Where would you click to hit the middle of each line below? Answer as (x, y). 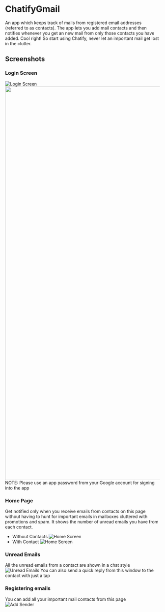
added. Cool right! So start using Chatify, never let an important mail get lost (82, 38)
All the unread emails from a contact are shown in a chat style (68, 565)
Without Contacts (30, 536)
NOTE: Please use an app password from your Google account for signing (80, 483)
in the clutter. (18, 43)
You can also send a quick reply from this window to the (97, 570)
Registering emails (28, 588)
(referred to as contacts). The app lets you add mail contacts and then (76, 28)
